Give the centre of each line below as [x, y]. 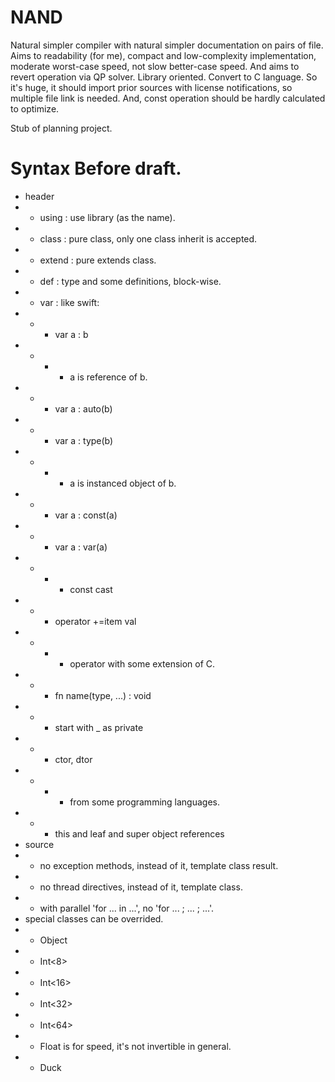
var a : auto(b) [83, 408]
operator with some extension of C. [142, 663]
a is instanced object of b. [123, 483]
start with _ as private [99, 727]
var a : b [71, 334]
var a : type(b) [84, 440]
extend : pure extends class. [98, 260]
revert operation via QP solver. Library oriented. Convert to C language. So [164, 77]
